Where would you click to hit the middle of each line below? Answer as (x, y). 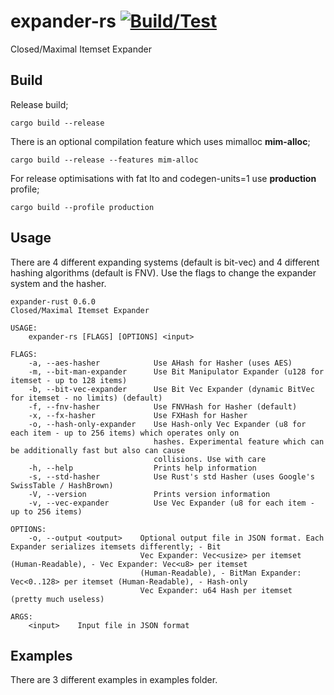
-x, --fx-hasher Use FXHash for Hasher (138, 415)
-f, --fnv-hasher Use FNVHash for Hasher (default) (163, 406)
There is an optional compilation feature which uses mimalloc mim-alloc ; (160, 141)
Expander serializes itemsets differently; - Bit (116, 546)
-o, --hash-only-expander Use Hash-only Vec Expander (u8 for (167, 424)
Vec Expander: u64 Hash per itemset (216, 590)
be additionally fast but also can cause (98, 450)
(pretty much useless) (57, 599)
